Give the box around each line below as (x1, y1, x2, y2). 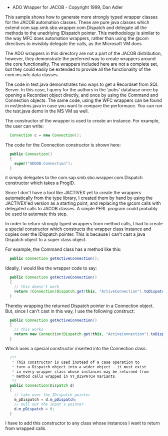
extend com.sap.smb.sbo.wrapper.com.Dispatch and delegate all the (5, 25, 147, 31)
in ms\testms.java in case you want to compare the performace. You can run (5, 103, 162, 108)
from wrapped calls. (5, 425, 46, 431)
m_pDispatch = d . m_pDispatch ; (14, 397, 77, 402)
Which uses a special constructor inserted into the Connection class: (5, 346, 147, 351)
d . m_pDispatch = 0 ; (14, 406, 55, 411)
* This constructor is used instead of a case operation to (11, 360, 140, 365)
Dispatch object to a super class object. (5, 237, 87, 243)
